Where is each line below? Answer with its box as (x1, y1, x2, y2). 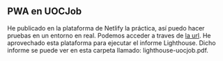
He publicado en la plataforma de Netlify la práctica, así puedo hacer (7, 24, 205, 32)
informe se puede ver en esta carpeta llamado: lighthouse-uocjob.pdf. (7, 46, 209, 54)
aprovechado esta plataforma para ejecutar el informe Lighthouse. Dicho (7, 38, 216, 47)
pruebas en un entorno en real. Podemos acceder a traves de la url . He (7, 31, 211, 40)
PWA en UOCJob (7, 6, 82, 17)
